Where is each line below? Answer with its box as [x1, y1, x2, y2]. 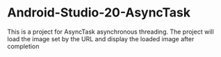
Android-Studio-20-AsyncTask [7, 5, 191, 21]
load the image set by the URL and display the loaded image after [7, 34, 195, 43]
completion [7, 42, 40, 50]
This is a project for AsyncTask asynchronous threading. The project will [7, 27, 214, 36]
